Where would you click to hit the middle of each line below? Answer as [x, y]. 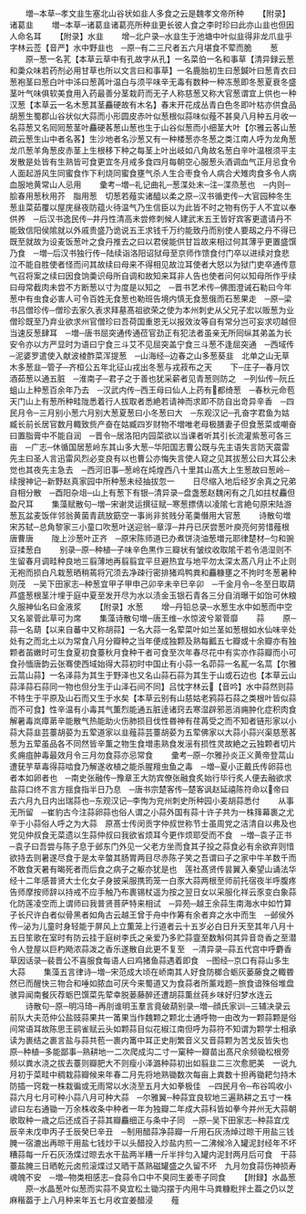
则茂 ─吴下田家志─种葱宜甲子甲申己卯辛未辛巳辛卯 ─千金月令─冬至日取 [148, 584]
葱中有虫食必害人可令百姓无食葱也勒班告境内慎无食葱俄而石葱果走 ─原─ [147, 298]
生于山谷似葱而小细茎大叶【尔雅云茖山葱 [220, 127]
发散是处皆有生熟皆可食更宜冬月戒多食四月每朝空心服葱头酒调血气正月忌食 [149, 162]
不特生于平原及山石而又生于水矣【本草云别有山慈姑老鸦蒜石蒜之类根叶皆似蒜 [153, 698]
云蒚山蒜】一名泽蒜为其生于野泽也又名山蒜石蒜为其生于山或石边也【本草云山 [153, 675]
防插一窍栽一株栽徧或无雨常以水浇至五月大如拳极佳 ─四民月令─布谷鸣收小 [151, 1086]
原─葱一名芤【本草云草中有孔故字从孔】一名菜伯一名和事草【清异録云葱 [159, 59]
